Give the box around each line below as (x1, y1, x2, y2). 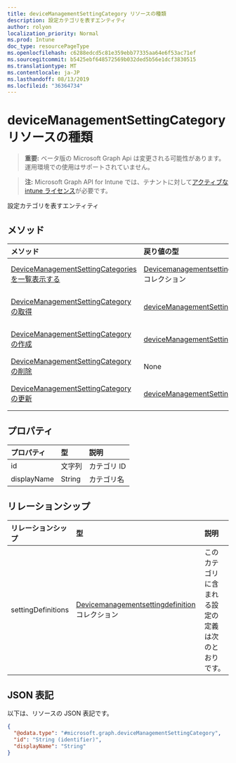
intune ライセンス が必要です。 (24, 187, 112, 195)
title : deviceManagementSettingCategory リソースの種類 (7, 10, 166, 18)
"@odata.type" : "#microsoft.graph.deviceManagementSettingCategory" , (13, 730, 221, 737)
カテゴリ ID (88, 461, 126, 471)
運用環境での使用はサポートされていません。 (24, 163, 154, 171)
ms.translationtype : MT (7, 63, 77, 70)
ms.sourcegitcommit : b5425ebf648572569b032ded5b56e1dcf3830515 (7, 56, 197, 63)
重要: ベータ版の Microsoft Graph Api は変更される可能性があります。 (24, 154, 225, 162)
